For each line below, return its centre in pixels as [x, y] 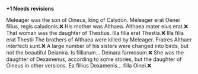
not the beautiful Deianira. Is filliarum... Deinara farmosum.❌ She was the [95, 52]
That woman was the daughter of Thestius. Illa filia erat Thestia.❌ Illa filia [95, 33]
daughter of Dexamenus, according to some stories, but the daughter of [94, 59]
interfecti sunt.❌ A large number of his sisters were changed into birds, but [97, 46]
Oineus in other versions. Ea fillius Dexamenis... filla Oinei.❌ [79, 65]
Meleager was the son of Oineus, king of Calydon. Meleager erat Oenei [93, 20]
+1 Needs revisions [30, 9]
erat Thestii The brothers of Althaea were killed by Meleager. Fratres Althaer [99, 40]
